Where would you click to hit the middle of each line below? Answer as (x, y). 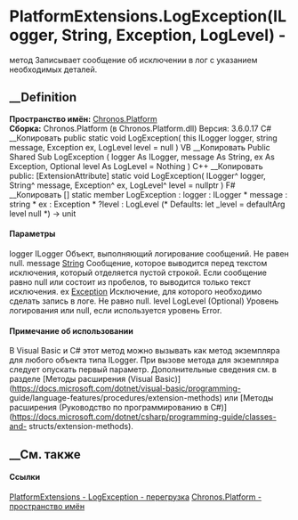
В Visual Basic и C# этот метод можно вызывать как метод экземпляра (145, 351)
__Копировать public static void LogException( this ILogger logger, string (143, 138)
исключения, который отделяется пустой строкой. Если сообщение (138, 272)
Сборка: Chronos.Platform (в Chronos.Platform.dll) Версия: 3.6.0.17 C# (141, 128)
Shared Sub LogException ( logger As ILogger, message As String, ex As (142, 157)
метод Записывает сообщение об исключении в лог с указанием (133, 60)
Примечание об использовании (71, 330)
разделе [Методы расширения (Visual (81, 379)
